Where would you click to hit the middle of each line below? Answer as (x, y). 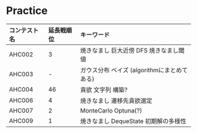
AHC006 (21, 100)
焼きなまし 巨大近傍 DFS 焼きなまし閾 (132, 50)
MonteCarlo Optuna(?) (111, 110)
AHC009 (21, 121)
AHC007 (21, 110)
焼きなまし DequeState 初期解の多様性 (133, 121)
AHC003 (21, 74)
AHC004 (21, 89)
